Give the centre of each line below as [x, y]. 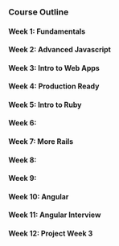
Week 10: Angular [39, 196]
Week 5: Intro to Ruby [45, 105]
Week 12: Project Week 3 [51, 234]
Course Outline [39, 12]
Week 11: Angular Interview [55, 215]
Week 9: [23, 178]
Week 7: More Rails [41, 141]
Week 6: [23, 123]
